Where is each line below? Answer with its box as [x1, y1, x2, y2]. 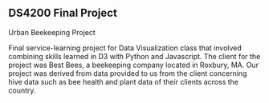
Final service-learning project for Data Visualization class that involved [8, 43, 243, 53]
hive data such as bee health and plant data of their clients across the [8, 77, 239, 86]
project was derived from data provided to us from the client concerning [8, 68, 247, 78]
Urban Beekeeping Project [8, 27, 96, 37]
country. [8, 85, 36, 95]
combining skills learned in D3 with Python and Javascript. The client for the [8, 51, 261, 61]
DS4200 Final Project [8, 6, 118, 20]
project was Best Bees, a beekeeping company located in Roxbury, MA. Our [8, 60, 259, 69]
